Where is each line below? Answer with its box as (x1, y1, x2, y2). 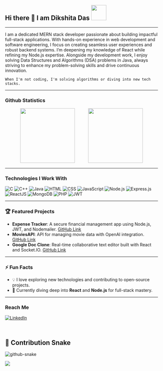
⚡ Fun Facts (5, 264, 33, 270)
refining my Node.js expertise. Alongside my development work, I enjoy (5, 52, 148, 58)
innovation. (5, 67, 28, 73)
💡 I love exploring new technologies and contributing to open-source (12, 277, 150, 282)
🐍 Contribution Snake (5, 338, 71, 347)
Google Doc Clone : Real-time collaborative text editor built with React (12, 241, 152, 248)
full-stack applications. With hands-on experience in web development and (5, 36, 155, 42)
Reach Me (5, 304, 29, 311)
